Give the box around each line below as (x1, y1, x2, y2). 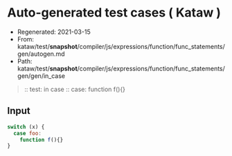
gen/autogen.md (17, 50, 65, 58)
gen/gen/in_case (17, 71, 66, 80)
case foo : (13, 130, 42, 137)
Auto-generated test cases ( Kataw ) (7, 5, 222, 21)
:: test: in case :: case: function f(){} (24, 85, 126, 93)
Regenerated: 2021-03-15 (17, 28, 91, 36)
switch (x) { (7, 123, 45, 130)
